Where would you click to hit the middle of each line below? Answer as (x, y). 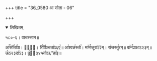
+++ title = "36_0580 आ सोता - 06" (40, 8)
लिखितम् (17, 27)
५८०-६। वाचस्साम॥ (22, 37)
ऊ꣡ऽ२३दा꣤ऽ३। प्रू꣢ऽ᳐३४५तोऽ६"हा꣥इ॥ (33, 53)
